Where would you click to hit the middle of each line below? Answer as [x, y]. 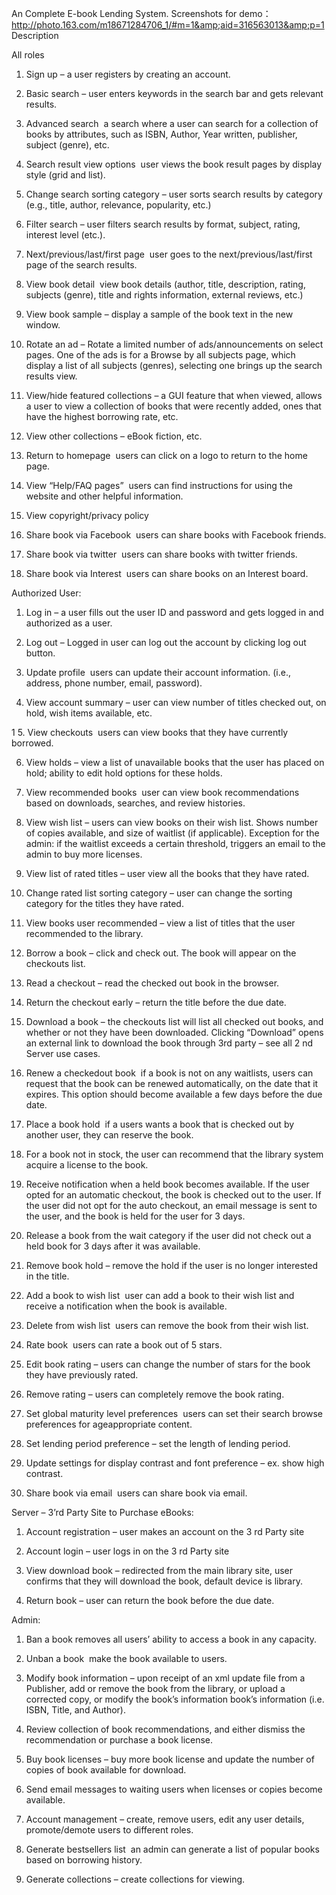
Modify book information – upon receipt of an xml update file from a [165, 1678]
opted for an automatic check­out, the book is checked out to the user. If [173, 1195]
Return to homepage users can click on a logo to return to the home [166, 455]
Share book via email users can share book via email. [136, 1493]
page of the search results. [81, 265]
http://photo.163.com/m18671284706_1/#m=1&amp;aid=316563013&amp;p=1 [168, 25]
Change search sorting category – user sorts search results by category [174, 194]
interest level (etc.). [65, 235]
